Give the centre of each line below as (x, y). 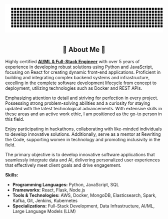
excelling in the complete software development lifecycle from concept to (81, 83)
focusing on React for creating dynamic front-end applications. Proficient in (83, 72)
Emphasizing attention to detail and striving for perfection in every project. (82, 98)
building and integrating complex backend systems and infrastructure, (77, 78)
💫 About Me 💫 (84, 49)
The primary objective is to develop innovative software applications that (80, 155)
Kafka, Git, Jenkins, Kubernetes (45, 201)
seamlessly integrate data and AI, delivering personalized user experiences (82, 160)
